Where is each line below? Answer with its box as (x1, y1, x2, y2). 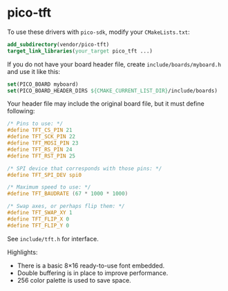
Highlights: (7, 247, 38, 256)
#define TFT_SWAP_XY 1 (7, 209, 73, 216)
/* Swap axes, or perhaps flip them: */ (7, 203, 126, 210)
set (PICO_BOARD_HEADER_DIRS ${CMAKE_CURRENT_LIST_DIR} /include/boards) (7, 87, 218, 94)
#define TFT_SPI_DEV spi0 (7, 171, 82, 178)
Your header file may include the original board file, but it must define (7, 100, 205, 108)
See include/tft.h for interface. (7, 234, 99, 243)
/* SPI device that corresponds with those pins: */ (7, 165, 162, 172)
